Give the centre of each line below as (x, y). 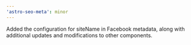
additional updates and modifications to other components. (79, 35)
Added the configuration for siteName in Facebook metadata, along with (95, 29)
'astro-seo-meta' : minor (37, 12)
